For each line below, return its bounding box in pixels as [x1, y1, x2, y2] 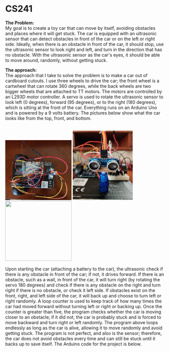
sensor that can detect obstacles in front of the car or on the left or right [5, 36, 155, 42]
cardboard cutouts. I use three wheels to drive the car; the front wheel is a [5, 78, 160, 84]
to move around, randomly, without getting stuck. [5, 57, 107, 63]
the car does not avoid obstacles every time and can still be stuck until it [5, 335, 155, 341]
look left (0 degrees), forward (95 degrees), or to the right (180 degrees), [5, 99, 157, 105]
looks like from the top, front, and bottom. [5, 115, 92, 121]
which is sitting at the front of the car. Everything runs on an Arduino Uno [5, 104, 157, 110]
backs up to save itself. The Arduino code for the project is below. [5, 341, 142, 347]
